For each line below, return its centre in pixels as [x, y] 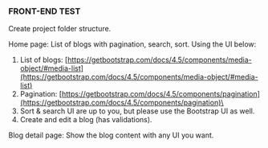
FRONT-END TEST [45, 11]
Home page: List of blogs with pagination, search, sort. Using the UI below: [132, 44]
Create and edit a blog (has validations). [86, 120]
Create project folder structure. [60, 29]
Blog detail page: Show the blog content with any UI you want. [111, 135]
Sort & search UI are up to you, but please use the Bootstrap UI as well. [137, 111]
